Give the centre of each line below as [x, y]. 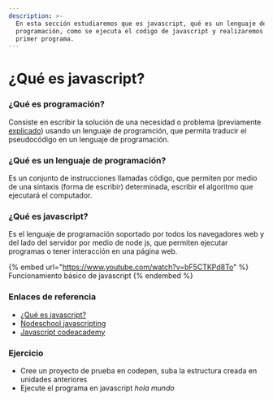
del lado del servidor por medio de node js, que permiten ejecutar [118, 243]
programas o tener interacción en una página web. [93, 251]
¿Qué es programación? [57, 104]
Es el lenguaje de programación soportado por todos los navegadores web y [136, 234]
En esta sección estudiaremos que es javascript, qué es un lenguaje [136, 24]
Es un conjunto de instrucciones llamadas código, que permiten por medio [133, 178]
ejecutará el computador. [50, 195]
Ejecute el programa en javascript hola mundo [97, 388]
